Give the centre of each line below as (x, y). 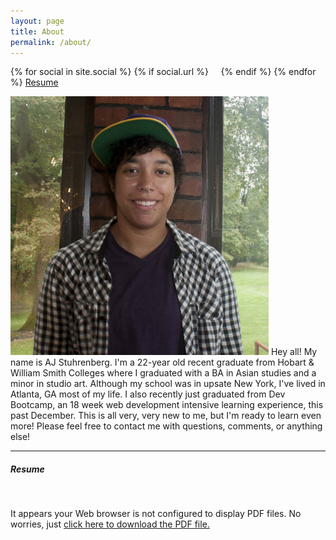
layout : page (37, 21)
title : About (37, 31)
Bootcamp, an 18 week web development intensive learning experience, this (167, 405)
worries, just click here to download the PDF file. (110, 524)
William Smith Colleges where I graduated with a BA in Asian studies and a (163, 373)
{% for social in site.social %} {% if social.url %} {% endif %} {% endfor (163, 72)
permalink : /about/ (51, 42)
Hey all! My (294, 352)
